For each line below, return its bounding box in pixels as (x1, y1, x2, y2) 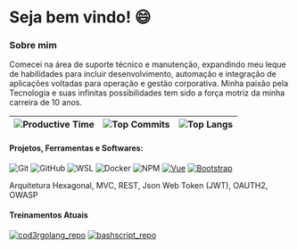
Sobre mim (9, 39, 58, 52)
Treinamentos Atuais (9, 210, 89, 220)
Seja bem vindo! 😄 (9, 7, 152, 28)
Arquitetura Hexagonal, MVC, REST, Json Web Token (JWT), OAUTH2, (9, 179, 268, 190)
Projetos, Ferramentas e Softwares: (9, 143, 144, 154)
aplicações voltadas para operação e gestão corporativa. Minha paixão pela (9, 79, 289, 89)
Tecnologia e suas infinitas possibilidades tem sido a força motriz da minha (9, 87, 285, 98)
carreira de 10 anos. (9, 97, 83, 108)
